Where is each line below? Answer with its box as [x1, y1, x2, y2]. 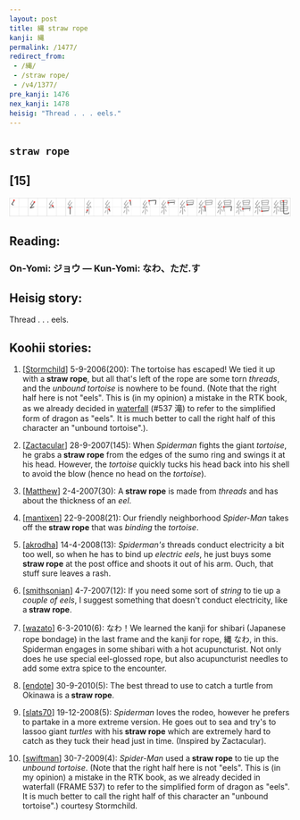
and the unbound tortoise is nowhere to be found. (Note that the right [21, 383, 277, 393]
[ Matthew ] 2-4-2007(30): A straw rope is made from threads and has [21, 486, 279, 496]
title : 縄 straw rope [9, 23, 88, 33]
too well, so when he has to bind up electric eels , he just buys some [21, 549, 272, 560]
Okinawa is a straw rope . [21, 689, 114, 701]
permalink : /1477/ [9, 43, 78, 52]
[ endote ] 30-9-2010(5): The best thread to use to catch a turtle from [21, 681, 274, 691]
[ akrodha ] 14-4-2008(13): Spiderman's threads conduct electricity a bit [21, 539, 285, 550]
